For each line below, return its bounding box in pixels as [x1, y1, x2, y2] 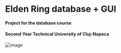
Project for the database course [5, 20, 72, 26]
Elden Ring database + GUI [5, 3, 117, 15]
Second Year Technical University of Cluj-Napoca [5, 31, 110, 37]
